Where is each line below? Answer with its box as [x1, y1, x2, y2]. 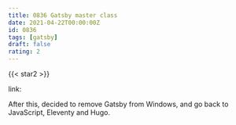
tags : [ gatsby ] [8, 33, 58, 41]
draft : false [8, 41, 51, 48]
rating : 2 [8, 48, 41, 55]
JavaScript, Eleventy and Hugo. [8, 108, 110, 117]
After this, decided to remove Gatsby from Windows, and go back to [8, 99, 229, 109]
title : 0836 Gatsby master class [8, 11, 118, 20]
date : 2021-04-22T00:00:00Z [8, 19, 101, 27]
